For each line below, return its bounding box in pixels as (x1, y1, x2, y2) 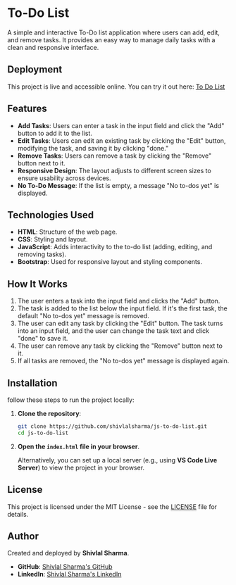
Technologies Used (7, 209, 94, 221)
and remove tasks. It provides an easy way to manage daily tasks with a (7, 35, 216, 44)
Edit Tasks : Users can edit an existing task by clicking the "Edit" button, (17, 136, 226, 145)
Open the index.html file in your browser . (17, 442, 139, 451)
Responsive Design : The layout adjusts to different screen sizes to (17, 166, 211, 175)
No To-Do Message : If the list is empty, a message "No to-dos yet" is (17, 181, 220, 189)
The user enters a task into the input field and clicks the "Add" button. (17, 297, 221, 306)
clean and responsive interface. (7, 43, 99, 51)
